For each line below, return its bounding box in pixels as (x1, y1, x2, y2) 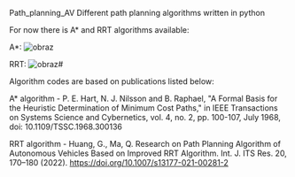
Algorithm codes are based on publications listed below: (9, 76, 214, 87)
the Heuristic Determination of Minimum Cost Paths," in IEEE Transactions (9, 103, 278, 113)
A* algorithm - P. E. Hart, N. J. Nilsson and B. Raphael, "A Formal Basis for (9, 93, 278, 104)
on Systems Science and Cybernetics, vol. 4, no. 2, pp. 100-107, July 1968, (9, 112, 282, 122)
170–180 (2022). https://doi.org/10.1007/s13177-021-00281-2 (9, 158, 229, 167)
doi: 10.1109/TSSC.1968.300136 (9, 121, 122, 132)
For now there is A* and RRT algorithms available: (9, 25, 190, 35)
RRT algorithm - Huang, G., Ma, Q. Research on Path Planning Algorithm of (9, 139, 282, 149)
